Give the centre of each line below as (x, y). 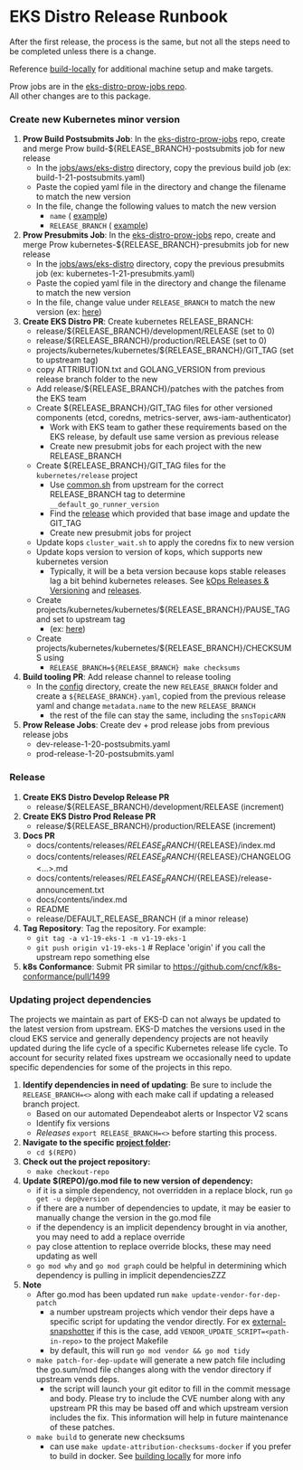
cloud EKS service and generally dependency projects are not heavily (139, 1039)
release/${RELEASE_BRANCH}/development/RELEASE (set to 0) (156, 331)
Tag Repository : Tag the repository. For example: (114, 928)
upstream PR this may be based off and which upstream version (169, 1409)
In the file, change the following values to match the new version (156, 206)
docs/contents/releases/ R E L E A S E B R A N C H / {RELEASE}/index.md (156, 846)
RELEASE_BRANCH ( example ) (99, 226)
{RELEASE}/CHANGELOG (244, 857)
